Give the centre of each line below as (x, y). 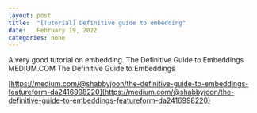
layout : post (30, 15)
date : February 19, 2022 (53, 30)
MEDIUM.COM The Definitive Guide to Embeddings (92, 69)
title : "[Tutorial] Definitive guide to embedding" (97, 23)
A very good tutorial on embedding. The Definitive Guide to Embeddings (126, 60)
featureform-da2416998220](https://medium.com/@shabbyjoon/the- (121, 92)
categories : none (37, 38)
